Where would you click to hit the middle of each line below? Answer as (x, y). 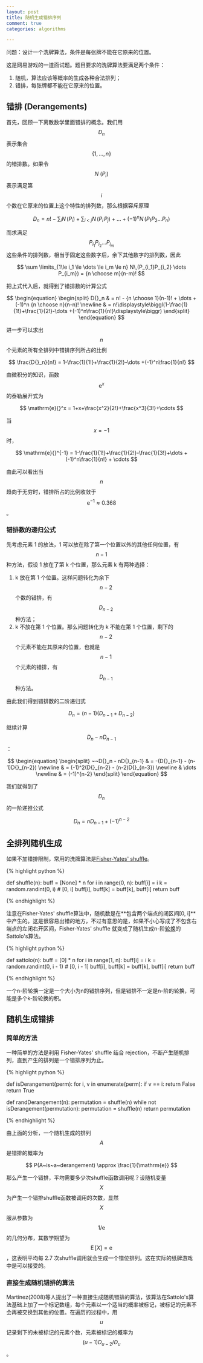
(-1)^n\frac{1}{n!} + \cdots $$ (101, 459)
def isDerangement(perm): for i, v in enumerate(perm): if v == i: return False (101, 1084)
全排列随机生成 (34, 843)
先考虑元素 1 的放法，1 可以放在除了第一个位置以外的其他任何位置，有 (93, 544)
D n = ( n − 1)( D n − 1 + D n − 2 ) (101, 714)
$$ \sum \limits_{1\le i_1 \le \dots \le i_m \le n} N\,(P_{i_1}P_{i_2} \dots (101, 267)
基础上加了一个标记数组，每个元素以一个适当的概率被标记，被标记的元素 (101, 1305)
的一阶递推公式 (25, 808)
